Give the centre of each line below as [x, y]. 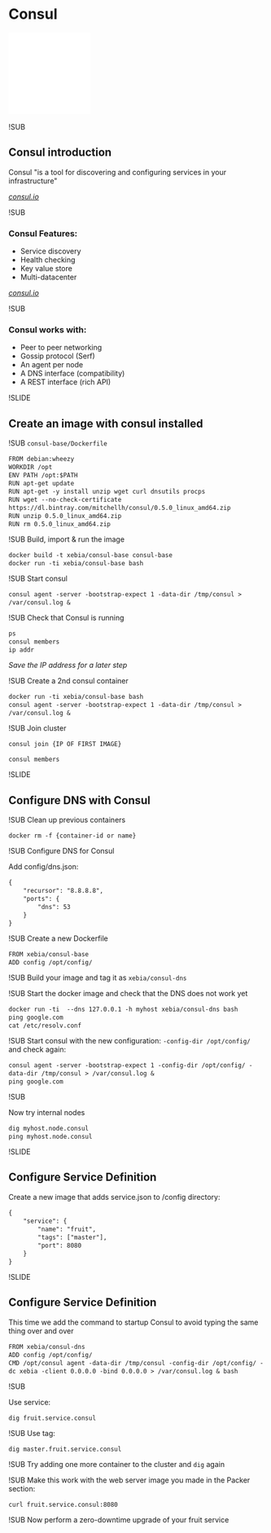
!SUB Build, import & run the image [66, 539]
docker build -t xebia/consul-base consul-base [91, 556]
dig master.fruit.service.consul [65, 1449]
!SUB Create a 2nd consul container [68, 681]
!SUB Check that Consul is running [66, 618]
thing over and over [41, 1331]
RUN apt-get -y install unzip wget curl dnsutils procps [107, 492]
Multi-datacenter [48, 277]
